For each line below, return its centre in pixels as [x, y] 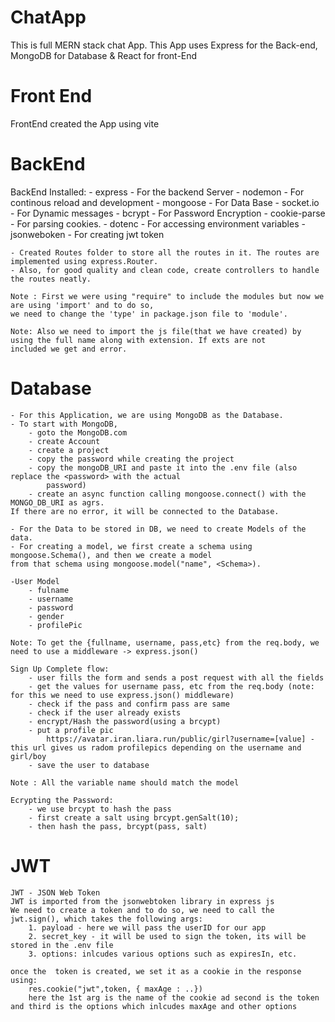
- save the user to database [89, 765]
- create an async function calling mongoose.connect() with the [167, 494]
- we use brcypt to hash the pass [100, 809]
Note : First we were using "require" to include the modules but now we [167, 296]
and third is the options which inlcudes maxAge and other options [154, 1006]
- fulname [49, 590]
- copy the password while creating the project [131, 459]
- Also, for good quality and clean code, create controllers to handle [165, 270]
